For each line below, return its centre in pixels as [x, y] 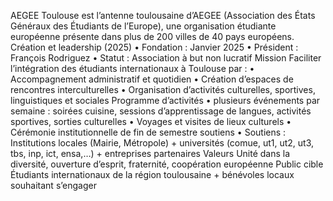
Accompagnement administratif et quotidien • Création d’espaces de [152, 79]
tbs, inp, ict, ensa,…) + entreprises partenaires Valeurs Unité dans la [150, 153]
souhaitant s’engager [53, 185]
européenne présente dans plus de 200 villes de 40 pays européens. [152, 36]
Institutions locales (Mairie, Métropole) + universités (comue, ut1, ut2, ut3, [162, 143]
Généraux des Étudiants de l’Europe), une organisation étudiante [143, 26]
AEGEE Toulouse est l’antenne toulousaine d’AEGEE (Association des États [163, 15]
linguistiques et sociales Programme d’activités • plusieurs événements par [165, 100]
